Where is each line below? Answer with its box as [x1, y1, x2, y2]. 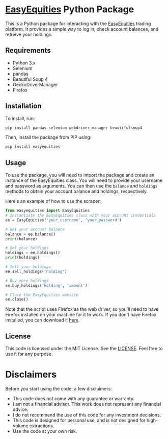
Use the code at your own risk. [12, 428, 77, 434]
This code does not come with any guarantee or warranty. [12, 396, 135, 402]
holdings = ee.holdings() [5, 250, 60, 256]
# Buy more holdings [5, 278, 49, 283]
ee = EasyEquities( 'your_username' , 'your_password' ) [5, 217, 122, 223]
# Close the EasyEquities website [5, 292, 79, 297]
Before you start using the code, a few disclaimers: [5, 386, 112, 391]
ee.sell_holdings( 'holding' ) [5, 269, 67, 274]
